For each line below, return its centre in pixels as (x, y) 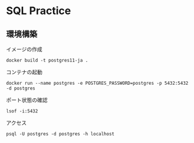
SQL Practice (39, 11)
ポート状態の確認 (27, 100)
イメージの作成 (24, 49)
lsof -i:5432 (22, 111)
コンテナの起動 (24, 72)
